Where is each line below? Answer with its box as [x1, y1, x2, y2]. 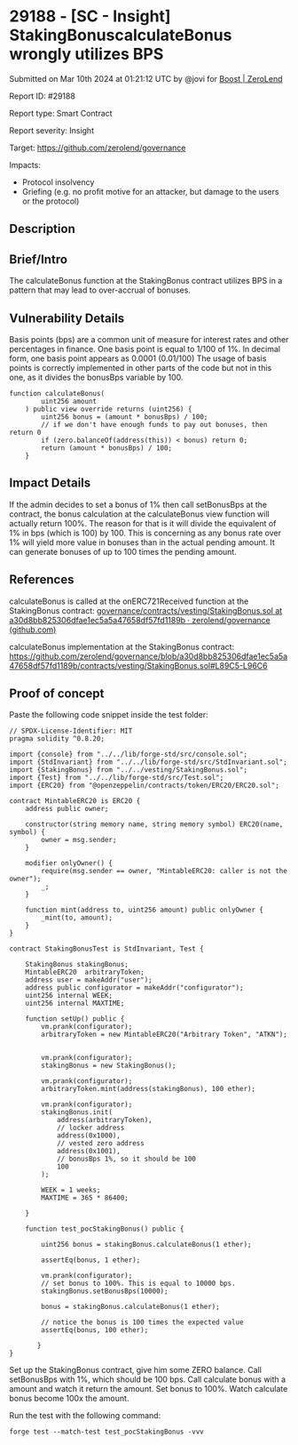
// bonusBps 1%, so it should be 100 [56, 1154, 197, 1164]
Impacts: [9, 159, 42, 170]
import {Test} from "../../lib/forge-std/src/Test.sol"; [9, 774, 224, 783]
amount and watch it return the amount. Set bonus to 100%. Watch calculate [9, 1384, 288, 1394]
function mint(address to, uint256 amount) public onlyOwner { [25, 905, 264, 915]
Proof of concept [9, 686, 105, 701]
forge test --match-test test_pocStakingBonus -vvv [9, 1427, 204, 1437]
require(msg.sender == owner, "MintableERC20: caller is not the [41, 867, 288, 876]
